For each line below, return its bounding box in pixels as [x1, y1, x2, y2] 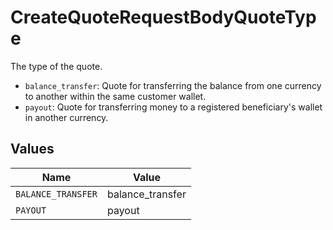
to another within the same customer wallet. [24, 90, 207, 102]
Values [10, 141, 55, 158]
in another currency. [24, 111, 109, 123]
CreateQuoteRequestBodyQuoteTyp [10, 6, 317, 29]
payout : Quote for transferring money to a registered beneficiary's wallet [24, 101, 323, 113]
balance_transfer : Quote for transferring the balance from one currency [24, 79, 322, 91]
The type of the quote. [10, 60, 103, 72]
